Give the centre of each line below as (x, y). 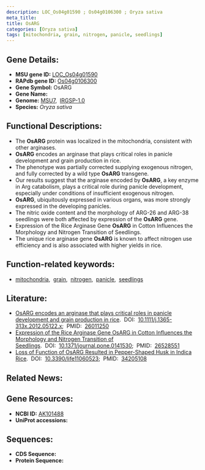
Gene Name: (31, 94)
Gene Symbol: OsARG (43, 87)
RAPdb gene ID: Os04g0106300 (56, 81)
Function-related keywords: (61, 264)
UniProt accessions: (42, 420)
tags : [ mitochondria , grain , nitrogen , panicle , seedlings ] (85, 35)
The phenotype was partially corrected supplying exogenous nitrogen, (104, 167)
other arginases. (36, 147)
